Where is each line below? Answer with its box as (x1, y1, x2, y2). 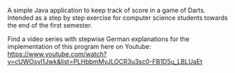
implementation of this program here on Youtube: (7, 43, 151, 50)
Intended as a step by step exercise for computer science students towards (7, 13, 229, 22)
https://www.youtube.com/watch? (7, 50, 107, 58)
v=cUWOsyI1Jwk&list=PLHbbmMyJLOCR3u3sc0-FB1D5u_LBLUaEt (7, 57, 202, 66)
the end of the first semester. (7, 21, 92, 29)
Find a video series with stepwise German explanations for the (7, 35, 190, 43)
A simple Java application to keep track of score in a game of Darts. (7, 6, 206, 14)
